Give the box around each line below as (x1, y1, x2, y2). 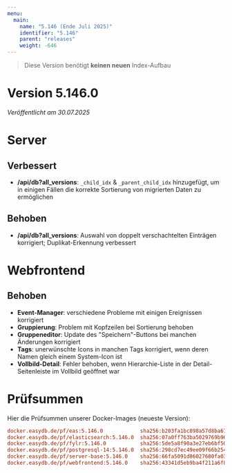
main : (13, 17, 30, 23)
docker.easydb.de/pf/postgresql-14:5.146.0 (7, 447, 135, 454)
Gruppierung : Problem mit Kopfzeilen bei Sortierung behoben (17, 322, 193, 331)
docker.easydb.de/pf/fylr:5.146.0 (7, 440, 107, 447)
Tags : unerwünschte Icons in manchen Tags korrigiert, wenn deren (17, 345, 209, 353)
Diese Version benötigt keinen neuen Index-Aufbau (23, 61, 171, 69)
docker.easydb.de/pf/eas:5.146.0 (7, 427, 104, 434)
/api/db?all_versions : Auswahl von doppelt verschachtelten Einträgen (17, 231, 217, 239)
